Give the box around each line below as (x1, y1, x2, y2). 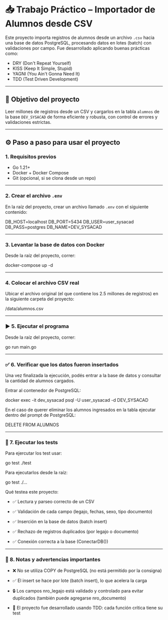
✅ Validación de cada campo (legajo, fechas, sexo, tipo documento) (12, 509, 152, 515)
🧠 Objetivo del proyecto (5, 95, 80, 104)
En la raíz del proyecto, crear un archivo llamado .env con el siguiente (5, 203, 149, 210)
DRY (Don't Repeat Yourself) (12, 60, 71, 66)
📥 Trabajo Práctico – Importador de (5, 4, 155, 15)
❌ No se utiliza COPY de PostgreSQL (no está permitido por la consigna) (12, 568, 162, 574)
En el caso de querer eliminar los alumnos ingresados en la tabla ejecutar (5, 407, 156, 413)
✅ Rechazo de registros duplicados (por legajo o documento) (12, 529, 139, 535)
